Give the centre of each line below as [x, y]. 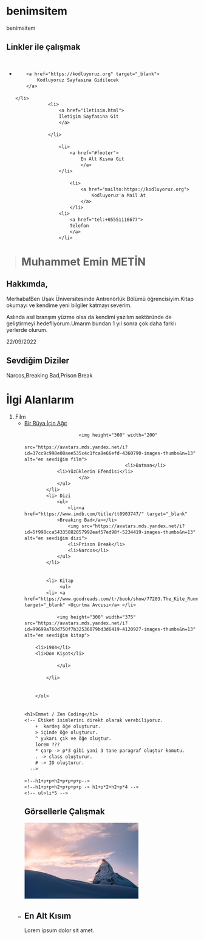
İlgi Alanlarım [40, 400]
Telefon [79, 226]
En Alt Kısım [48, 915]
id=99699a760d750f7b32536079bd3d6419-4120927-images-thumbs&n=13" [110, 629]
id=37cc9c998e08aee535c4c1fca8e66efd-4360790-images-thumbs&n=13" [110, 453]
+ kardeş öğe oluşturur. [68, 726]
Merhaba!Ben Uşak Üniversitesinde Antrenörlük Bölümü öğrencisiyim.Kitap [100, 299]
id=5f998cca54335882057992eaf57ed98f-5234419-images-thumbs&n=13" [110, 532]
